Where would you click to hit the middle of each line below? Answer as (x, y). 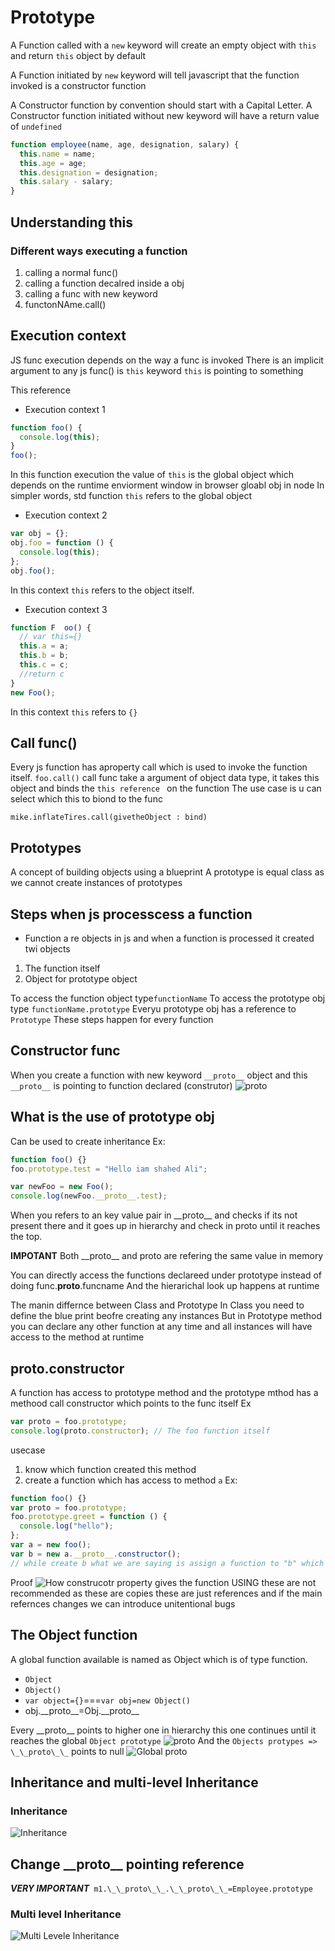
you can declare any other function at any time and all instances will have (161, 1327)
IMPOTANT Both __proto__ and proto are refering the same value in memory (167, 1256)
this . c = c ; (44, 665)
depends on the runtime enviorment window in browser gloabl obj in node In (167, 485)
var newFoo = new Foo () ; (62, 1187)
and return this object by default (78, 55)
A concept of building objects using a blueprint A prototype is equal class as (167, 872)
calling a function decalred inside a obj (104, 283)
